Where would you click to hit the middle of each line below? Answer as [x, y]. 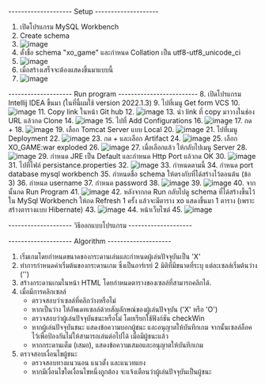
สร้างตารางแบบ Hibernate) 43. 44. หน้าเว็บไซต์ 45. [96, 209]
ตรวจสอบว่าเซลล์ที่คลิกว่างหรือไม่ [74, 300]
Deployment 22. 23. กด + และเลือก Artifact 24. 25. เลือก [123, 138]
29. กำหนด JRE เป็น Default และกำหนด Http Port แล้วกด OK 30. [132, 156]
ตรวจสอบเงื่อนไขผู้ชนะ [48, 354]
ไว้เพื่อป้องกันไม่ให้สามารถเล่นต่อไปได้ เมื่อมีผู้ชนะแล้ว [100, 336]
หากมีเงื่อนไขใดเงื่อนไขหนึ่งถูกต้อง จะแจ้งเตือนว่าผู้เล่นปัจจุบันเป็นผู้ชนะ [121, 372]
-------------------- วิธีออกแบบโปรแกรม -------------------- [100, 225]
